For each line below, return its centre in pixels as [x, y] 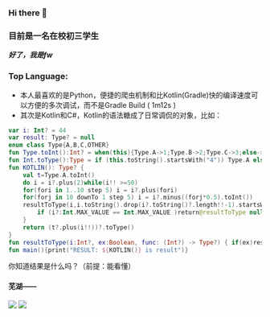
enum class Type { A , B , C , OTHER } [59, 145]
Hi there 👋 [28, 13]
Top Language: [38, 76]
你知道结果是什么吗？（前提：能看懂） [72, 266]
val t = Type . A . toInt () [59, 175]
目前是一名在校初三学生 [53, 35]
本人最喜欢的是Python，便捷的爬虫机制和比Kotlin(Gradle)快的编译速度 [135, 95]
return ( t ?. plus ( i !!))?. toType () [79, 227]
